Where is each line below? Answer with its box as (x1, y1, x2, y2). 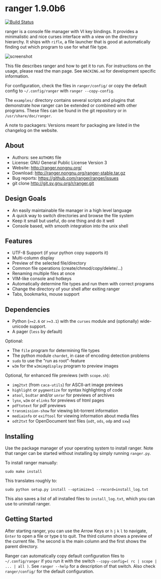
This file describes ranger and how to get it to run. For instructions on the (5, 63, 151, 69)
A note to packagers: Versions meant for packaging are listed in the (5, 122, 140, 128)
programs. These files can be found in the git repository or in (5, 108, 127, 113)
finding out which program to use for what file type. (5, 44, 108, 50)
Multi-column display (12, 255, 55, 261)
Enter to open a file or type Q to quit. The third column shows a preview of (5, 533, 153, 539)
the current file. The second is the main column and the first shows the (5, 538, 146, 544)
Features (5, 237, 32, 245)
